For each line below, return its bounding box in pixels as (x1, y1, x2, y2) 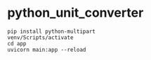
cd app (7, 40, 27, 47)
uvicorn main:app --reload (7, 46, 86, 53)
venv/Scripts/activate (7, 33, 74, 41)
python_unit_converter (7, 5, 144, 21)
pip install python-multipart (7, 28, 96, 35)
